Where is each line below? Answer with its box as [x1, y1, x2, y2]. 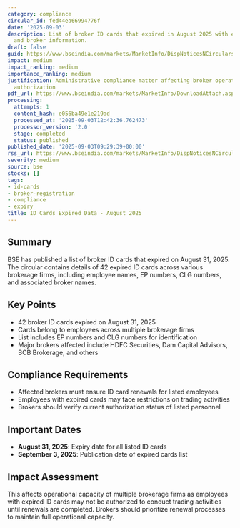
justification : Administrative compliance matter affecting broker [7, 76, 213, 84]
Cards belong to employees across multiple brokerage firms [17, 325, 194, 334]
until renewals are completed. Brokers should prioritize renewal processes [7, 504, 226, 513]
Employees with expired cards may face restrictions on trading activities [17, 395, 230, 404]
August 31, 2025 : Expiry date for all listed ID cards [17, 442, 167, 451]
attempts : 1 [14, 104, 50, 111]
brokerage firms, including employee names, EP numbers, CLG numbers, [7, 270, 222, 279]
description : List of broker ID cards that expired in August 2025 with [7, 30, 229, 38]
